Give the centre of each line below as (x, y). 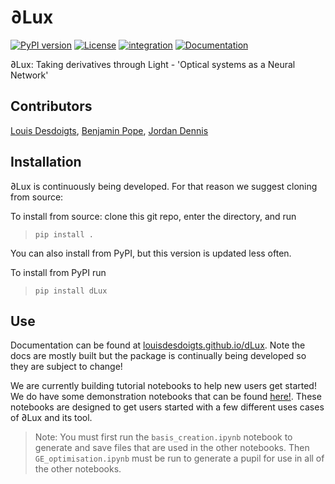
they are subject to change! (66, 367)
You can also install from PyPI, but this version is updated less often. (151, 253)
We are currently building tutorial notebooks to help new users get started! (163, 386)
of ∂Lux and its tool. (51, 418)
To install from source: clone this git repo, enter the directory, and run (153, 216)
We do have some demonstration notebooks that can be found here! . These (166, 397)
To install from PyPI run (58, 272)
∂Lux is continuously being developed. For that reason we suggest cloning (164, 186)
